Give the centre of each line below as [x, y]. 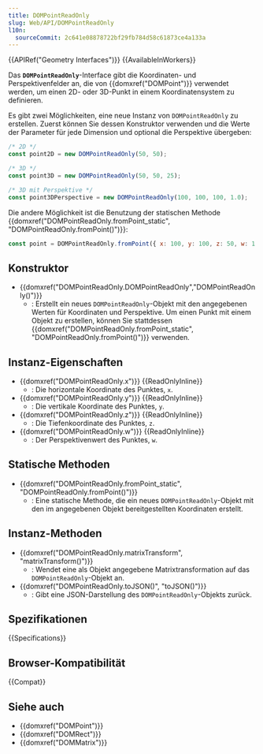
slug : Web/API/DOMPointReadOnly [61, 23]
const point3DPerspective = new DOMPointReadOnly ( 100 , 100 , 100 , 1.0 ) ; [128, 197]
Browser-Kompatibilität [67, 663]
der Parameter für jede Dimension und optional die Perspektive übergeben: [130, 133]
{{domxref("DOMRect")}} [61, 734]
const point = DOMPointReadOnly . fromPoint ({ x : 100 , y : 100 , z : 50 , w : [128, 244]
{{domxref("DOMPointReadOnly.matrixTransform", [101, 552]
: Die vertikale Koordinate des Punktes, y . [98, 406]
